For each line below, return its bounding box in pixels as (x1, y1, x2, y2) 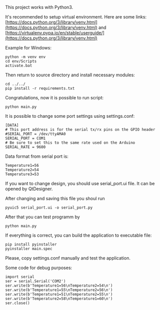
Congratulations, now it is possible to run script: (5, 95, 104, 100)
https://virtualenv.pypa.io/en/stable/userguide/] (6, 30, 105, 35)
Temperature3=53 (5, 172, 39, 177)
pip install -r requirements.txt (5, 86, 75, 91)
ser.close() (5, 301, 30, 306)
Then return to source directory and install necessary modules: (5, 72, 135, 78)
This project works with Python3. (5, 4, 73, 10)
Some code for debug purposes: (5, 265, 72, 271)
